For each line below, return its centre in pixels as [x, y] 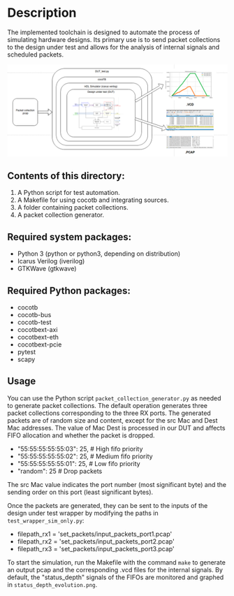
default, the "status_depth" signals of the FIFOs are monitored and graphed [116, 577]
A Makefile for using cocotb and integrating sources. [93, 200]
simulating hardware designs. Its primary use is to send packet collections [114, 39]
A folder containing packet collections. [73, 208]
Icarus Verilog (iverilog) [51, 261]
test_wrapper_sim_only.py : [46, 520]
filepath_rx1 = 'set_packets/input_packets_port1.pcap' [95, 534]
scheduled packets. [36, 54]
